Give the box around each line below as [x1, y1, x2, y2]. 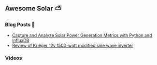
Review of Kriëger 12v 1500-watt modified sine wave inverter [12, 42, 133, 48]
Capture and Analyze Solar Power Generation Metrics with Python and [12, 32, 152, 38]
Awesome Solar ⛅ [5, 4, 62, 13]
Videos [5, 54, 22, 61]
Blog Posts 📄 [5, 21, 35, 28]
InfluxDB [12, 37, 29, 43]
